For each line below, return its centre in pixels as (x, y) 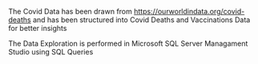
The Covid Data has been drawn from (70, 11)
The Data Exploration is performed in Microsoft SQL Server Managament (128, 43)
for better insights (38, 28)
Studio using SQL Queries (51, 52)
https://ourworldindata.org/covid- (189, 11)
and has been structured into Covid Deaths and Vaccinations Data (141, 20)
